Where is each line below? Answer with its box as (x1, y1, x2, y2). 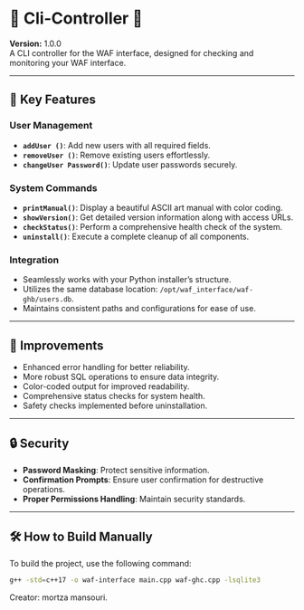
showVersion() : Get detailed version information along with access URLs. (22, 212, 294, 223)
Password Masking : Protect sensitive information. (22, 464, 210, 475)
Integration (9, 253, 60, 266)
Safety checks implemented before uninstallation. (22, 400, 208, 411)
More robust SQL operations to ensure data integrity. (22, 371, 220, 383)
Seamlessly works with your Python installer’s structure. (22, 274, 233, 285)
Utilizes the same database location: (22, 284, 158, 295)
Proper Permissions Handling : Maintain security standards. (22, 493, 246, 504)
